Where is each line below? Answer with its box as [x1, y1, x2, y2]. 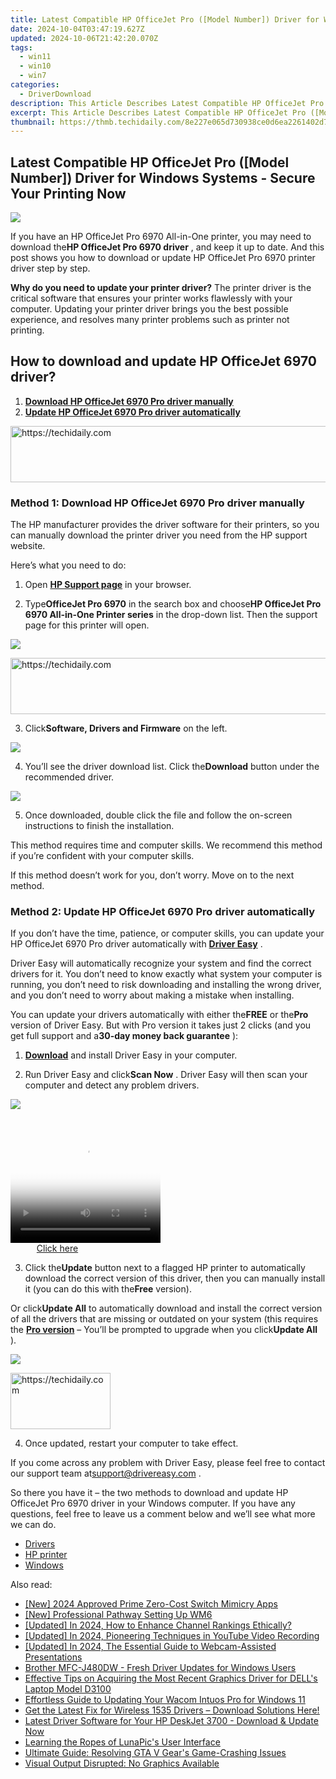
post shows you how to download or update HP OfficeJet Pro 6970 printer [10, 252, 316, 264]
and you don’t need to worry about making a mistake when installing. [10, 989, 295, 1001]
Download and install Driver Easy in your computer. [24, 1049, 238, 1061]
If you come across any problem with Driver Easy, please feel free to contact [10, 1457, 326, 1469]
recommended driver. [24, 771, 115, 783]
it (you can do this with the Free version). [24, 1283, 192, 1295]
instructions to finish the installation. [24, 820, 175, 832]
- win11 [19, 52, 52, 62]
